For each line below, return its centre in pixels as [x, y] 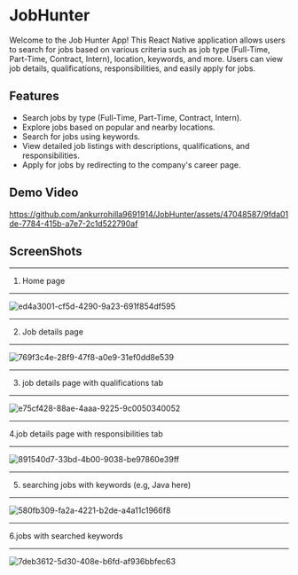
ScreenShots [46, 251]
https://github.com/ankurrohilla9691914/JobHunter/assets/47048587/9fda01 [149, 214]
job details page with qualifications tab [93, 383]
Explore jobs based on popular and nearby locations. [118, 127]
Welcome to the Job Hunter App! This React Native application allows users [147, 40]
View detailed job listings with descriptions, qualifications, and [136, 146]
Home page [43, 281]
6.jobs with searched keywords [66, 536]
